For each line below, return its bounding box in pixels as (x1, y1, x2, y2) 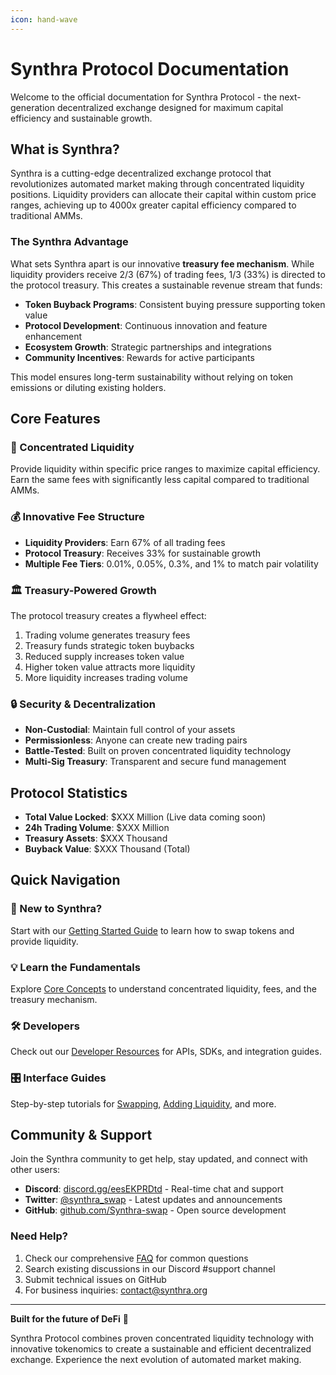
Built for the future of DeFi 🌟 (10, 1312, 129, 1325)
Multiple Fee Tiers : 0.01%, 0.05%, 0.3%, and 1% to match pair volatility (24, 557, 319, 570)
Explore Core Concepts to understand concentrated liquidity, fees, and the (10, 983, 317, 995)
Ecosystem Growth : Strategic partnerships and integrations (24, 341, 272, 353)
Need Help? (10, 1229, 69, 1243)
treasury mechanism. (10, 994, 98, 1006)
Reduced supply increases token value (24, 650, 185, 662)
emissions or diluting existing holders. (10, 381, 167, 393)
